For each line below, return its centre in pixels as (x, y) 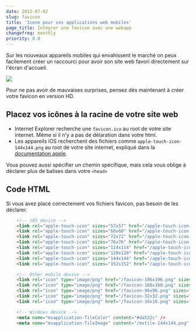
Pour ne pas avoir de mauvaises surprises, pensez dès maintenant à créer (95, 90)
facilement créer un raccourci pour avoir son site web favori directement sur (98, 61)
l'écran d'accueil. (27, 68)
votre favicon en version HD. (40, 96)
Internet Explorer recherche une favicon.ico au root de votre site (93, 129)
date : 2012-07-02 (27, 11)
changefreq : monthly (31, 33)
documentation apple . (41, 153)
